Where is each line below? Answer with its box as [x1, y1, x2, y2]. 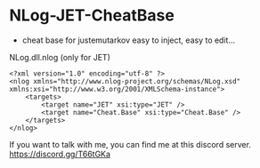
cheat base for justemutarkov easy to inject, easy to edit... [21, 35, 236, 45]
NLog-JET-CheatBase [9, 5, 175, 26]
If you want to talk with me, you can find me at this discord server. [9, 139, 252, 149]
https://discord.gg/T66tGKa [9, 148, 111, 159]
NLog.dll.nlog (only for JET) [9, 52, 111, 62]
